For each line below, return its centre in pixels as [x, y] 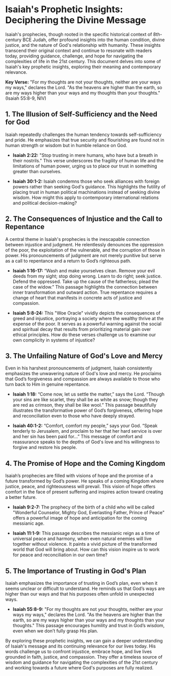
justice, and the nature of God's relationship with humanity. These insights [83, 45]
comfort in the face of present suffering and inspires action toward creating [84, 492]
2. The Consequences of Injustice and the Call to [84, 219]
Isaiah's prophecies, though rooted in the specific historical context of [79, 34]
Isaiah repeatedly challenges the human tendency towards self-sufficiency [83, 134]
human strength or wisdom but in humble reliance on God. [66, 145]
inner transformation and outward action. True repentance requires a [85, 292]
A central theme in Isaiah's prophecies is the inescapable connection [78, 239]
